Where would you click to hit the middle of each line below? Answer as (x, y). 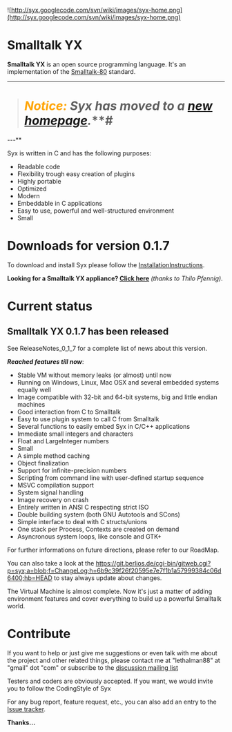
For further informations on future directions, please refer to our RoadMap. (113, 550)
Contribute (39, 634)
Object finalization (43, 463)
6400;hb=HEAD (30, 578)
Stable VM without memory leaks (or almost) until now (94, 375)
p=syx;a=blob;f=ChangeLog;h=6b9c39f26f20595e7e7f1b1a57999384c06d (114, 570)
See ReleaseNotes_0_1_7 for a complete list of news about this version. (107, 348)
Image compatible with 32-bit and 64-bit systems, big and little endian (117, 397)
